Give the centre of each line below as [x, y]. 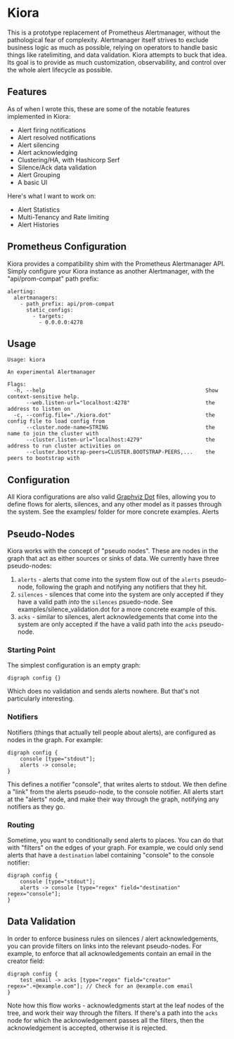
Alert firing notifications [52, 130]
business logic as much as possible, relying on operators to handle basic [112, 47]
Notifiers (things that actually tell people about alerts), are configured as [112, 732]
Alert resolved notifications [57, 137]
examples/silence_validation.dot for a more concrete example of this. [117, 609]
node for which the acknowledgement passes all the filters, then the [106, 1020]
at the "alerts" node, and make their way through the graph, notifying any [113, 799]
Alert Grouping [39, 174]
